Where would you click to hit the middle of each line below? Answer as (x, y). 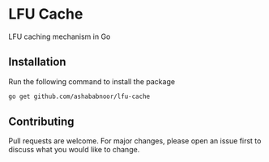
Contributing (41, 122)
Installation (37, 62)
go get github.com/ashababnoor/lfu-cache (79, 96)
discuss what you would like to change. (74, 150)
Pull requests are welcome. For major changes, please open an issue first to (135, 141)
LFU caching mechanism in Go (60, 36)
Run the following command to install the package (92, 81)
